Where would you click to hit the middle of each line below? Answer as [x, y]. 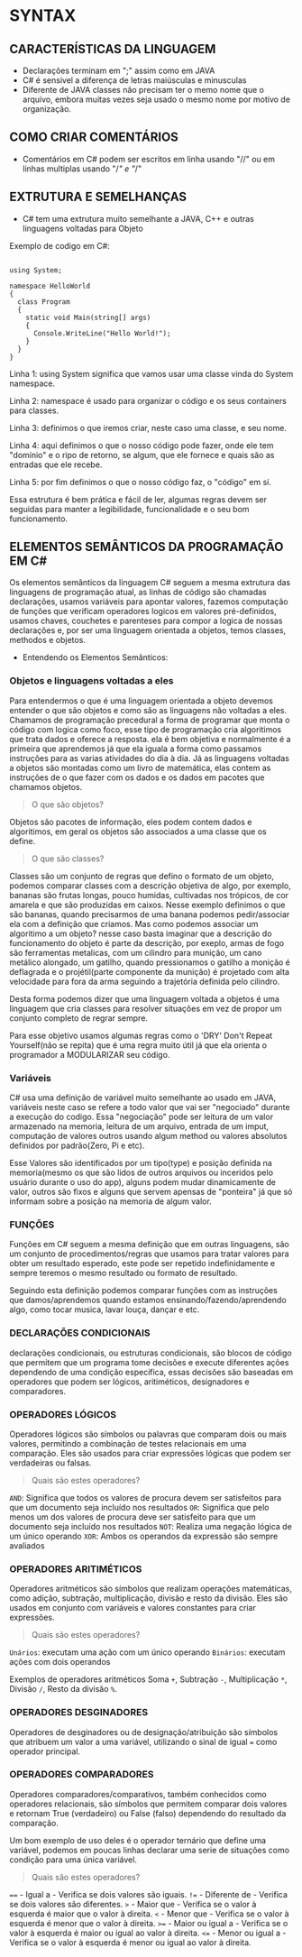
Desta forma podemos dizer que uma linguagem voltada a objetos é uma [144, 998]
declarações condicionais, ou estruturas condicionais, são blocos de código [151, 1353]
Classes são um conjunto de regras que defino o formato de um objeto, [142, 876]
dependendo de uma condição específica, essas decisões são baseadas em [151, 1372]
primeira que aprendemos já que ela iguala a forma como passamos [136, 749]
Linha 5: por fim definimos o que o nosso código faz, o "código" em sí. [141, 482]
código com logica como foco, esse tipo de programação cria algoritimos [146, 729]
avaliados [27, 1545]
